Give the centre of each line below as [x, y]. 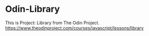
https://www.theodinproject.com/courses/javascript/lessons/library [74, 28]
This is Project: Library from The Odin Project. [52, 23]
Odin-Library [32, 9]
